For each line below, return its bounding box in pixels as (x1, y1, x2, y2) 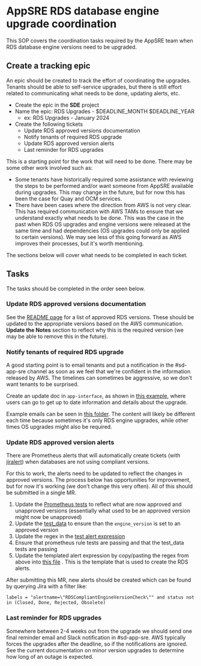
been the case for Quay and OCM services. (14, 195, 122, 202)
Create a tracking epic (6, 61, 91, 71)
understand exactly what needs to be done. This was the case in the (14, 214, 184, 221)
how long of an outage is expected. (6, 653, 94, 660)
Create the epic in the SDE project (14, 101, 100, 108)
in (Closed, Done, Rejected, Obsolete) (6, 600, 106, 606)
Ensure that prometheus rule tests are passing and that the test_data (14, 539, 184, 546)
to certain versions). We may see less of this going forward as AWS (14, 233, 182, 240)
